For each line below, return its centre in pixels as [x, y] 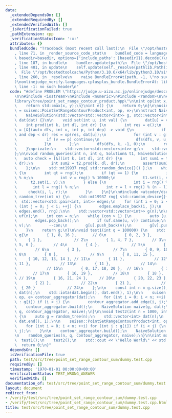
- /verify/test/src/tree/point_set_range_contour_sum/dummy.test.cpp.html [87, 403]
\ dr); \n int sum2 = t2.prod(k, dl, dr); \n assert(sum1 [91, 163]
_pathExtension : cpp [32, 34]
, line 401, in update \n [41, 67]
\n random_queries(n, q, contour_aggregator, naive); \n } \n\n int [88, 336]
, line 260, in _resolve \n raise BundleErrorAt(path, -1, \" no [87, 77]
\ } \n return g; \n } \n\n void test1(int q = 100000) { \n [81, 230]
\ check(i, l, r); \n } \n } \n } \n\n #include [77, 192]
